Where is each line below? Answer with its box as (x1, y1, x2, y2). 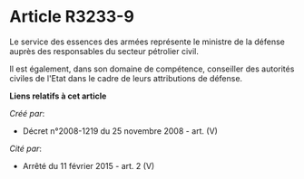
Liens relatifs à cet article (9, 90, 107, 101)
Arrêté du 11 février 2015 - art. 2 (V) (22, 160, 155, 171)
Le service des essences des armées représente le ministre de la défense (9, 36, 286, 47)
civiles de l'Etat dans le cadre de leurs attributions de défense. (9, 72, 243, 83)
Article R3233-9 (9, 6, 134, 27)
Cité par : (9, 143, 43, 154)
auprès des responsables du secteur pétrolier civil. (9, 45, 200, 56)
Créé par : (9, 108, 45, 118)
